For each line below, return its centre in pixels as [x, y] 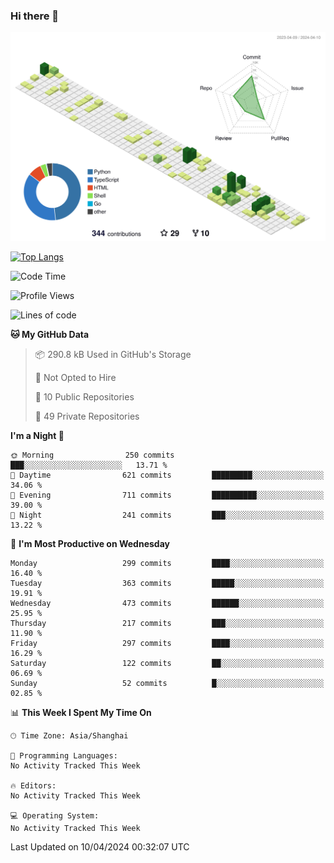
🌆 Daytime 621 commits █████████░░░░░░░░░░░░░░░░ [167, 475]
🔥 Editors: [33, 786]
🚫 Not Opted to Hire [75, 378]
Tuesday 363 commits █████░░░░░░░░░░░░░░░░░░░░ [167, 584]
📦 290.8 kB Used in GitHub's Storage [113, 355]
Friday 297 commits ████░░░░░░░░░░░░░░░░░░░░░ [167, 644]
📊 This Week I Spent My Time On [81, 713]
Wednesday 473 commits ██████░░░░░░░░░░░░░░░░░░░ [167, 604]
